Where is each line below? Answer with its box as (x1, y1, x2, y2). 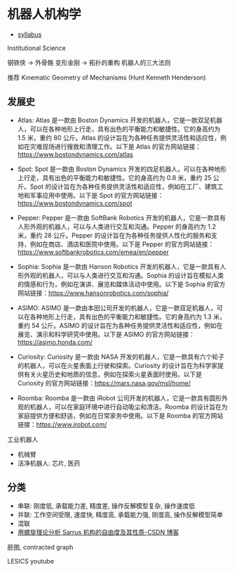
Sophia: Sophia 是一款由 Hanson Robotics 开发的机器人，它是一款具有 (17, 262, 220, 271)
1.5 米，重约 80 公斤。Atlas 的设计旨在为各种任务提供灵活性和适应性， (17, 133, 221, 141)
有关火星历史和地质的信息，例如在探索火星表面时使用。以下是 (23, 370, 202, 379)
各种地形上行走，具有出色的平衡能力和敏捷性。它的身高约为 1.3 (29, 312, 212, 321)
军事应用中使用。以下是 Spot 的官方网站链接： (29, 191, 164, 199)
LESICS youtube (7, 557, 55, 565)
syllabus (17, 30, 42, 39)
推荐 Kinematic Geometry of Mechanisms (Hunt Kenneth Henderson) (7, 73, 206, 82)
